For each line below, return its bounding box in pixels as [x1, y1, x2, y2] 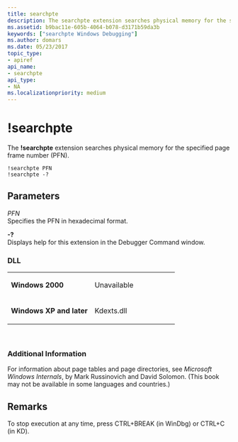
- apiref [7, 57, 33, 64]
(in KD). [7, 427, 30, 436]
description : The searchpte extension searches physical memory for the [7, 17, 227, 24]
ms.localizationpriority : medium [7, 89, 106, 96]
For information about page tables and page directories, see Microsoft [7, 365, 212, 373]
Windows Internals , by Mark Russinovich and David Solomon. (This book [7, 372, 220, 381]
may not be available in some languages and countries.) [7, 380, 171, 389]
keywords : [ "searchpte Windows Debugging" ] [7, 30, 138, 38]
